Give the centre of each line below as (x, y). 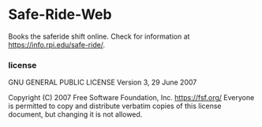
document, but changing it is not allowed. (75, 114)
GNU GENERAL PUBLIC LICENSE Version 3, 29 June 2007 (103, 82)
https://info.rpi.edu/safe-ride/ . (57, 44)
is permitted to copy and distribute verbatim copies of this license (115, 106)
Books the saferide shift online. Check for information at (99, 36)
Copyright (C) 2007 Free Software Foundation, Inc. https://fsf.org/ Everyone (131, 98)
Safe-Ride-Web (60, 15)
